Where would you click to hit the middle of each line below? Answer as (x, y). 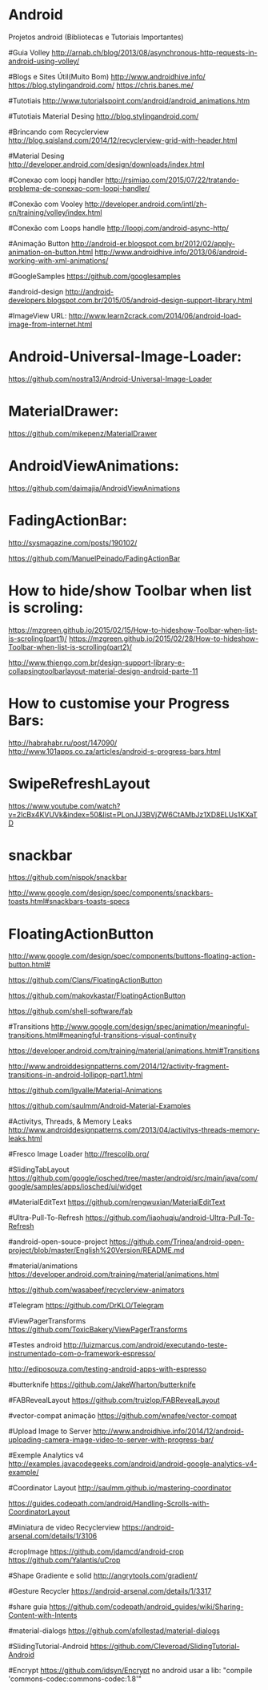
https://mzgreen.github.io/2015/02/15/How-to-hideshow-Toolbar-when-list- (133, 630)
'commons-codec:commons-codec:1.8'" (75, 1679)
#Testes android (35, 1345)
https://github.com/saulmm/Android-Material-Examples (100, 1106)
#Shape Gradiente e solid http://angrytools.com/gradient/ (103, 1576)
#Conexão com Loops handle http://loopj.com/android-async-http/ (119, 228)
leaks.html (25, 1139)
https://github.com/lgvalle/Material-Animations (85, 1090)
